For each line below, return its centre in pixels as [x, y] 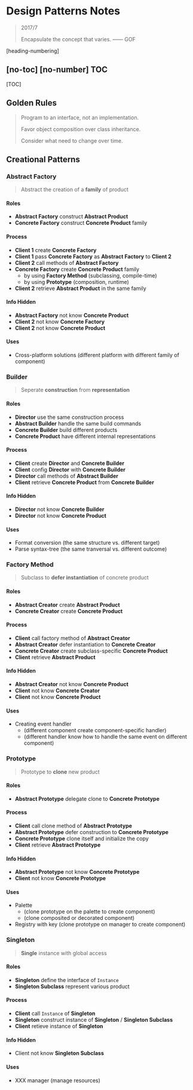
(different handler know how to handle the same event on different [105, 737]
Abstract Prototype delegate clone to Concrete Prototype [87, 799]
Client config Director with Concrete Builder [70, 469]
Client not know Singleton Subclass [59, 1053]
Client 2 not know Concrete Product [60, 328]
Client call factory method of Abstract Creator [72, 638]
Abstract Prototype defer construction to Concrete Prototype [92, 832]
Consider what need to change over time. [72, 141]
